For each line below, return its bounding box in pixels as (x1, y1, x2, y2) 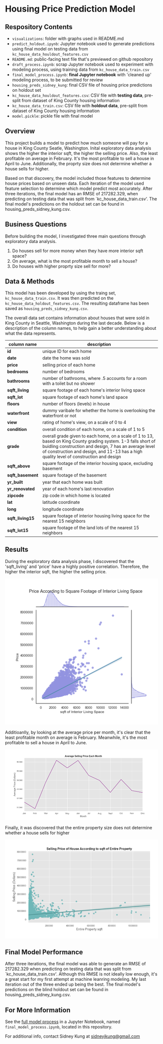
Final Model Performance (5, 948, 83, 956)
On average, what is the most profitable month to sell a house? (12, 258, 137, 264)
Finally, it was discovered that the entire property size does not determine (5, 825, 152, 831)
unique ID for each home (42, 348, 92, 354)
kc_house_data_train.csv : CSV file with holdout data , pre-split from (12, 103, 148, 108)
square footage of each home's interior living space (42, 387, 146, 393)
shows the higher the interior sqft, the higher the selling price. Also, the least (5, 150, 158, 156)
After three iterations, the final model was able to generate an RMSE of (5, 961, 147, 967)
